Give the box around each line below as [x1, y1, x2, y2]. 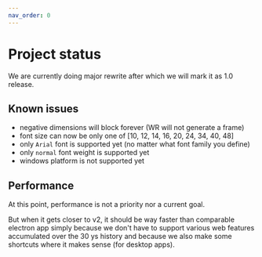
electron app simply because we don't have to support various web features [8, 223, 255, 233]
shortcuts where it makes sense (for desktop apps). [8, 240, 175, 249]
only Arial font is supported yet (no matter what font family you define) [19, 139, 251, 149]
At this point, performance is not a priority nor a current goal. [8, 200, 206, 209]
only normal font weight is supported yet [19, 148, 150, 157]
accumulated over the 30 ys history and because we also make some [8, 232, 233, 241]
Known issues [8, 102, 79, 115]
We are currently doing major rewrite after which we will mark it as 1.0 [8, 71, 234, 81]
